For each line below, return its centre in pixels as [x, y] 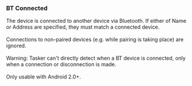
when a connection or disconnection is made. [61, 64]
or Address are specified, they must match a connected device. [83, 27]
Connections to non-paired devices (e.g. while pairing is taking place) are [95, 40]
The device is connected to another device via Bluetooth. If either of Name [96, 21]
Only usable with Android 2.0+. [43, 77]
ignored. [16, 46]
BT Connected [27, 8]
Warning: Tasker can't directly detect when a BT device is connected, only [96, 58]
